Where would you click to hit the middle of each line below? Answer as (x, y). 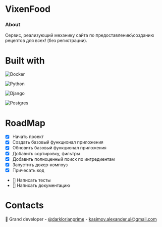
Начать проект (28, 136)
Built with (25, 61)
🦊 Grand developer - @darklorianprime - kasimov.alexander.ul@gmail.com (81, 219)
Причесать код (28, 170)
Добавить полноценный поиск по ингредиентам (64, 159)
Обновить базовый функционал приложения (59, 148)
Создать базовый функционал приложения (58, 142)
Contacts (25, 205)
